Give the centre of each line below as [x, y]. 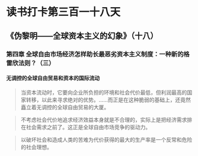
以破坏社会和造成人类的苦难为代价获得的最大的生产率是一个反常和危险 [106, 139]
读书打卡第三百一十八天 [63, 12]
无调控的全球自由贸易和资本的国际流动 [53, 78]
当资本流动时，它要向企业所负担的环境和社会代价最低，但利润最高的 [104, 92]
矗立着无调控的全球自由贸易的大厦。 [65, 107]
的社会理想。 [36, 147]
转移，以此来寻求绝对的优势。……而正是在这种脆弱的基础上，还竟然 [108, 100]
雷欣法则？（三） [31, 63]
